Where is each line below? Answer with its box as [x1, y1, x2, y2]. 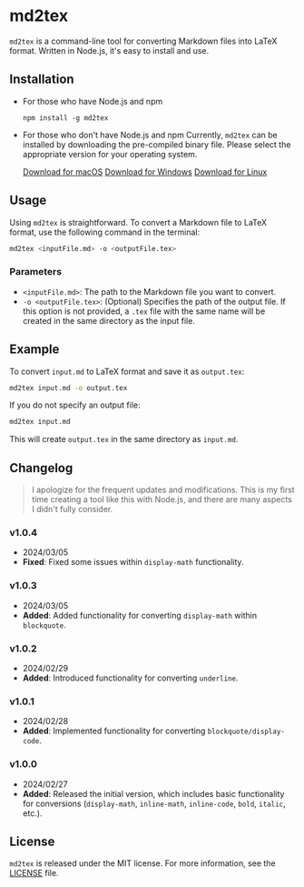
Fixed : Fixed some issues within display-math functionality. [22, 557, 244, 568]
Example [9, 342, 60, 358]
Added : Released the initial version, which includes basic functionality [22, 788, 285, 799]
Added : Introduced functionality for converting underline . [22, 672, 239, 683]
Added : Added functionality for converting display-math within [22, 610, 257, 620]
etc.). [22, 807, 43, 819]
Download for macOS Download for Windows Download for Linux [22, 166, 268, 177]
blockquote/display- [207, 727, 286, 737]
